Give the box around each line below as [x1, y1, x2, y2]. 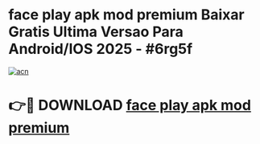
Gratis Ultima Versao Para [8, 23, 184, 41]
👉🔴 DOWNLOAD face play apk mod [8, 97, 252, 114]
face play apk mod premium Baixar [8, 6, 245, 24]
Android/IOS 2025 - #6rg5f [8, 40, 193, 58]
